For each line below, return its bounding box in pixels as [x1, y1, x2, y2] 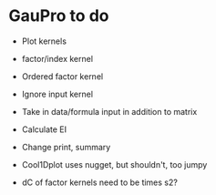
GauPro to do [8, 5, 109, 26]
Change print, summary [21, 141, 111, 152]
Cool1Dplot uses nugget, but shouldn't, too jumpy [21, 159, 208, 169]
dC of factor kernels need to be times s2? [21, 177, 179, 188]
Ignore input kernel [21, 88, 93, 99]
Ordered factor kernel [21, 70, 104, 82]
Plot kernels [21, 36, 67, 46]
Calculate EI [21, 124, 67, 135]
